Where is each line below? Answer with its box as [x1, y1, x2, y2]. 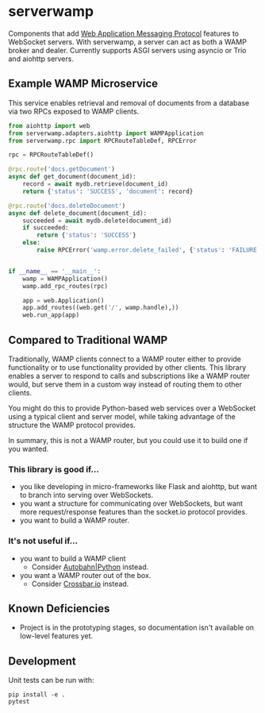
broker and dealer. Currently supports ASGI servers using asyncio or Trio [8, 45, 247, 55]
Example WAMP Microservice [8, 77, 159, 91]
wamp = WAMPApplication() [22, 275, 109, 283]
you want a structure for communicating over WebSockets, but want [19, 499, 244, 508]
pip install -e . [8, 691, 66, 699]
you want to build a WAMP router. [19, 515, 129, 526]
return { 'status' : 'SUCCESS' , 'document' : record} [22, 187, 194, 195]
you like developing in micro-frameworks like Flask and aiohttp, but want [19, 482, 258, 491]
